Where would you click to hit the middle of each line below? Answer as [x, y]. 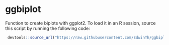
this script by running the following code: [48, 28]
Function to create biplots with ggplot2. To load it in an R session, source [80, 23]
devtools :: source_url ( [31, 37]
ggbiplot [23, 9]
